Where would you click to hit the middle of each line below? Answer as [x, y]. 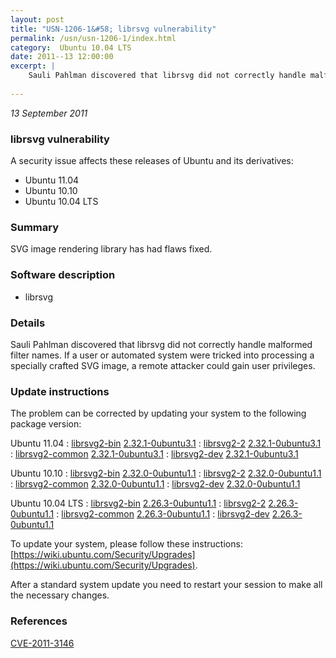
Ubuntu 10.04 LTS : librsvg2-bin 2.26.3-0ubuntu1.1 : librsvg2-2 [138, 503]
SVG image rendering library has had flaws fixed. [111, 249]
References [39, 621]
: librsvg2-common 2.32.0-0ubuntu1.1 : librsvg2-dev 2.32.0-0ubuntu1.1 [155, 484]
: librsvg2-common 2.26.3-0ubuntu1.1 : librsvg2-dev [163, 514]
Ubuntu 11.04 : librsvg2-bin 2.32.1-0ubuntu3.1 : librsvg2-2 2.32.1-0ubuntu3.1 [166, 443]
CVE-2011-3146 [42, 643]
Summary [35, 227]
